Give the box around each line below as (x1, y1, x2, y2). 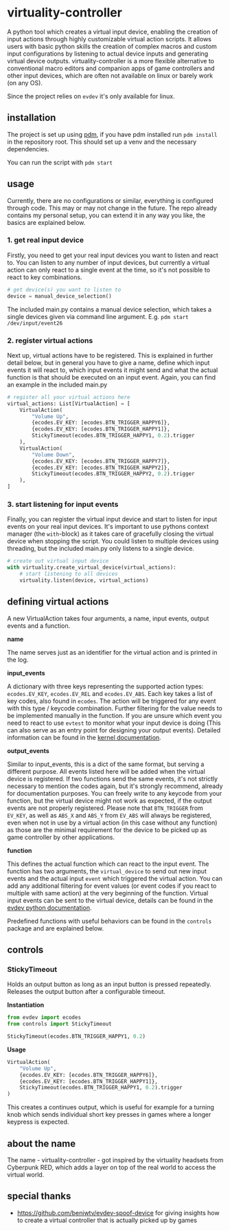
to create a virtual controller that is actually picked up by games (16, 1216, 198, 1224)
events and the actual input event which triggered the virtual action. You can (7, 874, 223, 882)
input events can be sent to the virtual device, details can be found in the (7, 896, 214, 904)
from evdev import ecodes (7, 1014, 81, 1021)
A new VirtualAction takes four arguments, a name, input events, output (7, 614, 209, 622)
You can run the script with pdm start (7, 158, 113, 166)
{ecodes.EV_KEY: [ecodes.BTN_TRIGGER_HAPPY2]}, (32, 464, 170, 471)
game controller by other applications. (7, 833, 115, 841)
